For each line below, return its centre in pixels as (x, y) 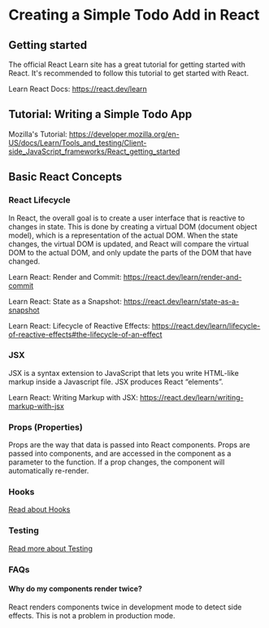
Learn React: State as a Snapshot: (65, 301)
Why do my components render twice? (75, 589)
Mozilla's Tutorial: (38, 134)
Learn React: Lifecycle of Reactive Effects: (79, 325)
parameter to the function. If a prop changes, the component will (117, 462)
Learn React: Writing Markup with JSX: (73, 397)
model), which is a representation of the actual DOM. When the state (123, 235)
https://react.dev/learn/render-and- (182, 277)
